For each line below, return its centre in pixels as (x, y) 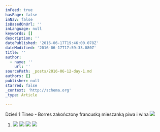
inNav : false (19, 19)
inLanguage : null (24, 29)
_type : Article (21, 95)
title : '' (16, 52)
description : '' (22, 39)
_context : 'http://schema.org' (38, 90)
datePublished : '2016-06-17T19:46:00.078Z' (52, 43)
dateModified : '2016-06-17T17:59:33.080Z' (51, 48)
